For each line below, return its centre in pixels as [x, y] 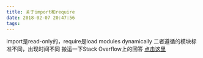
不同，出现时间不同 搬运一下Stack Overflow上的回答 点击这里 [89, 49]
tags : [13, 23]
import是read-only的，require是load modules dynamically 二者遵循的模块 [99, 42]
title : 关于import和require [41, 12]
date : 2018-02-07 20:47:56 [41, 18]
